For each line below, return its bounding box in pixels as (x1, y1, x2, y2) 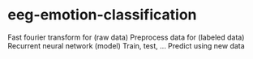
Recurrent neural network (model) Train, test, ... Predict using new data (7, 40, 245, 50)
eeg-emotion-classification (7, 6, 197, 24)
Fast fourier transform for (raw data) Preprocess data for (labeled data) (7, 32, 245, 42)
